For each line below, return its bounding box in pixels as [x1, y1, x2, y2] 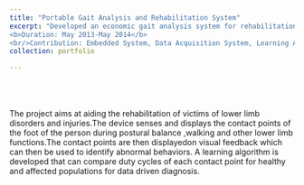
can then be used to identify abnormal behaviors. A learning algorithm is [9, 146, 279, 158]
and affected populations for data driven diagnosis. [9, 166, 201, 177]
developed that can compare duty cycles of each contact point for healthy [9, 156, 287, 167]
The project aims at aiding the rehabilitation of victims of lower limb [9, 108, 261, 119]
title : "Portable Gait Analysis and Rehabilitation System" [9, 13, 242, 23]
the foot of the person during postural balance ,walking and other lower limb [9, 127, 294, 138]
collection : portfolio [9, 47, 95, 56]
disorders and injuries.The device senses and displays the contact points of [9, 118, 291, 129]
